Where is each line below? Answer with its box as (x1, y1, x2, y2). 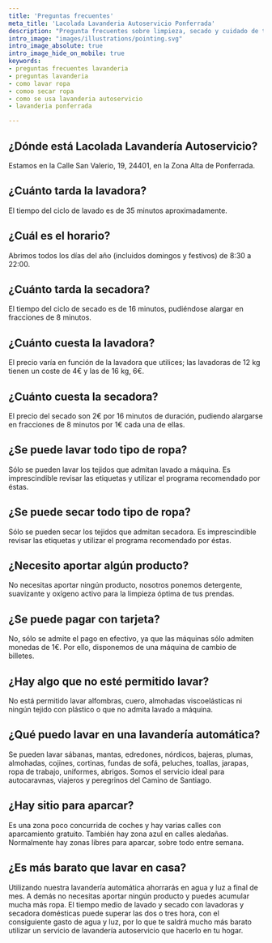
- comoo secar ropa (8, 87, 74, 96)
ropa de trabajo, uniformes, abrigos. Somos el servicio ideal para (8, 767, 225, 776)
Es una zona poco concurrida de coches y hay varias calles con (8, 820, 221, 830)
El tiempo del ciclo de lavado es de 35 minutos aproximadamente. (8, 206, 228, 215)
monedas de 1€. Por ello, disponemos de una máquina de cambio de (8, 643, 237, 652)
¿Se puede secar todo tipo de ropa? (8, 505, 192, 519)
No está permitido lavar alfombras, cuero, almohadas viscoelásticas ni (8, 696, 243, 706)
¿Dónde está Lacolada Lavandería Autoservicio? (8, 139, 258, 153)
